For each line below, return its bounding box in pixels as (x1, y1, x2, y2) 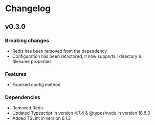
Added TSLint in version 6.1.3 (12, 115, 71, 121)
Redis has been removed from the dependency (12, 48, 107, 54)
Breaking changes (5, 37, 49, 44)
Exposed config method (12, 82, 61, 88)
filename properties (12, 58, 52, 64)
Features (5, 70, 27, 77)
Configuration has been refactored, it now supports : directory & (12, 53, 142, 59)
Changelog (5, 3, 51, 14)
